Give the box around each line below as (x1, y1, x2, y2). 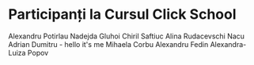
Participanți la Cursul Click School (8, 5, 237, 23)
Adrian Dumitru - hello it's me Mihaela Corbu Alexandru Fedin (8, 39, 209, 49)
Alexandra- (210, 39, 247, 49)
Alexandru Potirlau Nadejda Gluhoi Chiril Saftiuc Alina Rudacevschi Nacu (8, 31, 245, 41)
